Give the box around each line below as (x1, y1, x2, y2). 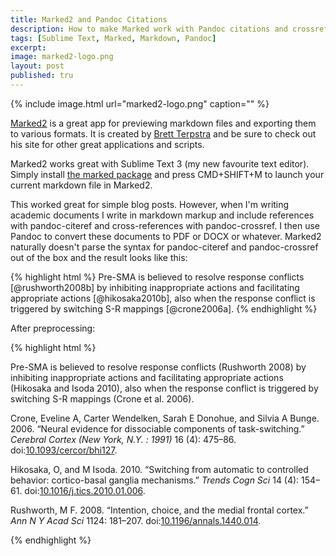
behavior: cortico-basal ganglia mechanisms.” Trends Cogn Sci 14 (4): (10, 474, 300, 486)
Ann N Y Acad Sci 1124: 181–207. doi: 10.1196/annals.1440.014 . (10, 514, 262, 526)
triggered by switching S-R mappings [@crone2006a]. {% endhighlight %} (10, 302, 318, 315)
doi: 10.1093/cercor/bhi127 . (10, 444, 118, 456)
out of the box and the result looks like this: (10, 251, 188, 263)
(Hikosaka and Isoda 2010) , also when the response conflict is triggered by (10, 382, 319, 394)
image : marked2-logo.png (10, 52, 114, 62)
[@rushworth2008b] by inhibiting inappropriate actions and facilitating (10, 281, 300, 293)
